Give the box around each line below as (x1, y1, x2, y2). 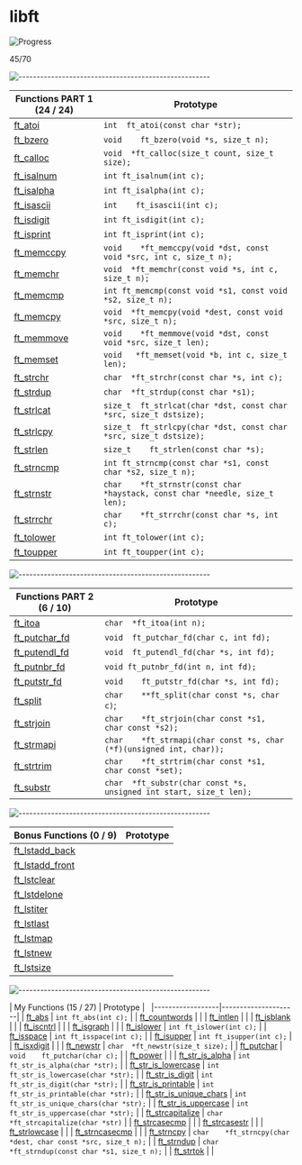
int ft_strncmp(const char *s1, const (102, 458, 270, 468)
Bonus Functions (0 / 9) (13, 829, 117, 842)
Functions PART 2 (15, 590, 94, 603)
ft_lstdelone (13, 887, 64, 900)
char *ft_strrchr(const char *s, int (102, 509, 279, 520)
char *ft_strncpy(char (192, 1128, 290, 1137)
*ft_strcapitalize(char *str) (9, 1118, 123, 1127)
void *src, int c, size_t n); (102, 251, 233, 262)
